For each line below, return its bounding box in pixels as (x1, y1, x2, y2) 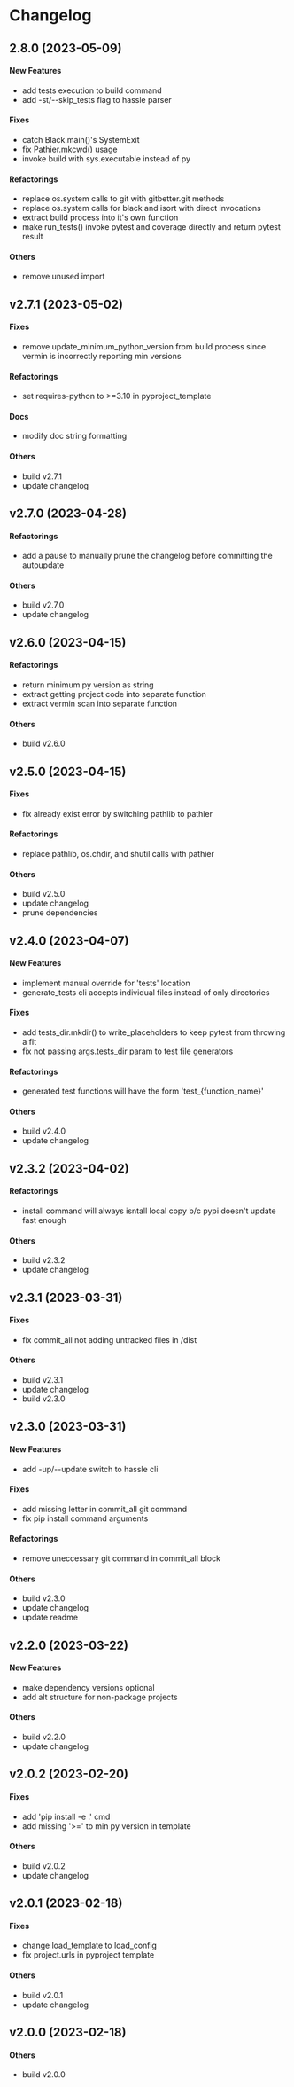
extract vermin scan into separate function (21, 698, 178, 709)
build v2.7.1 (21, 471, 62, 482)
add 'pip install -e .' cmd (21, 1811, 111, 1822)
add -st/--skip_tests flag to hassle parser (21, 94, 173, 105)
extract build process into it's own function (21, 212, 179, 223)
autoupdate (21, 560, 65, 570)
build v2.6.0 (21, 738, 66, 749)
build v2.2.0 (21, 1731, 66, 1742)
